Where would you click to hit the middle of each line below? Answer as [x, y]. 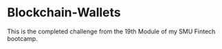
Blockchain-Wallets [64, 13]
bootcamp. [22, 38]
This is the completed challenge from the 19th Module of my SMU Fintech [111, 31]
